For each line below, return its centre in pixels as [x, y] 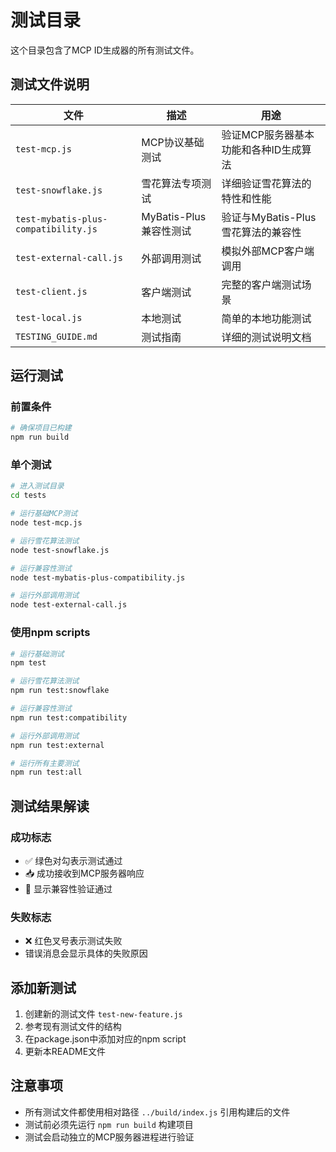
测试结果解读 [50, 806]
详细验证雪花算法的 [266, 183]
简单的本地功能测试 [266, 318]
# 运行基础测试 [37, 654]
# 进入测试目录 [37, 486]
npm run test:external [57, 745]
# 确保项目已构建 [41, 428]
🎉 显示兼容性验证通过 [68, 888]
